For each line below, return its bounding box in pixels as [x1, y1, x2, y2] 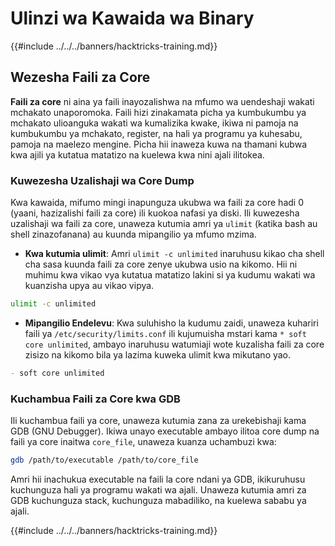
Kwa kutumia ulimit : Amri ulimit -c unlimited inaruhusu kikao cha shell [24, 248, 325, 260]
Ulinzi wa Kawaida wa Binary [10, 7, 255, 30]
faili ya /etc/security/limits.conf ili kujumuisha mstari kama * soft [24, 327, 307, 339]
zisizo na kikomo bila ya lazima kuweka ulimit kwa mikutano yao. [24, 348, 292, 361]
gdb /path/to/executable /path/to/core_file [10, 455, 199, 466]
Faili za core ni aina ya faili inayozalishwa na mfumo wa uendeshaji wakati [10, 95, 315, 107]
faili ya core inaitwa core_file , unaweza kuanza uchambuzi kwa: [10, 436, 277, 448]
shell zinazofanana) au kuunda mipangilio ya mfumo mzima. [10, 228, 257, 241]
